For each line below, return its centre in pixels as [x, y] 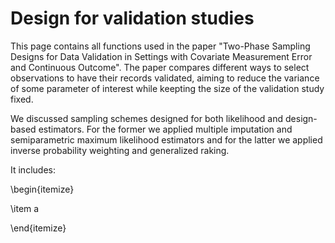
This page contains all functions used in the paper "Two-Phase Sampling [160, 46]
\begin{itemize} [42, 189]
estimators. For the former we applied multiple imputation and [165, 129]
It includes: [33, 169]
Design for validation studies [132, 18]
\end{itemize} [38, 228]
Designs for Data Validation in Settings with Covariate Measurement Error [161, 56]
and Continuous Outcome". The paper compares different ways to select [160, 67]
